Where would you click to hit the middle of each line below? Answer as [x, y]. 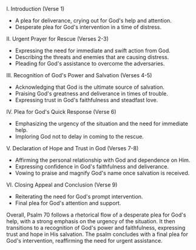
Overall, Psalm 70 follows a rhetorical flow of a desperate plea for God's [96, 215]
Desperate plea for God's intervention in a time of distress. [88, 27]
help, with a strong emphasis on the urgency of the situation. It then [91, 221]
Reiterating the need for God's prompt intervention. [79, 196]
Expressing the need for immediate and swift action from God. [93, 50]
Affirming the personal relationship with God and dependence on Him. [103, 160]
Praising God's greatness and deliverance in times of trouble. [91, 93]
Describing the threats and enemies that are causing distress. [92, 57]
